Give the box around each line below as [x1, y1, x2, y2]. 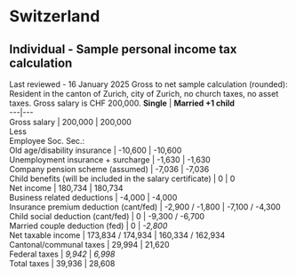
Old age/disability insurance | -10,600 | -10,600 [9, 145, 182, 155]
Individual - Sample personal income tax [9, 42, 237, 57]
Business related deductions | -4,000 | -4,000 [9, 193, 178, 202]
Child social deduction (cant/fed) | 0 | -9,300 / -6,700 [9, 211, 205, 221]
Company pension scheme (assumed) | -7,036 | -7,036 [9, 164, 210, 174]
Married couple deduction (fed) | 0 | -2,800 [9, 220, 168, 231]
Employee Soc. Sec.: [9, 136, 85, 146]
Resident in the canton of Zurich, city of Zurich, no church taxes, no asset [9, 89, 279, 99]
